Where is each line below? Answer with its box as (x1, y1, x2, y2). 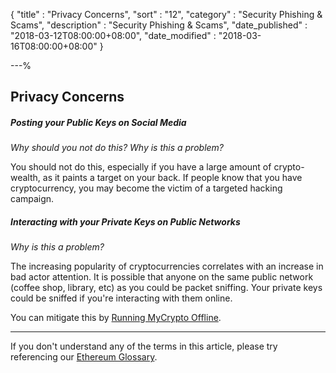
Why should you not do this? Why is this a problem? (10, 142, 225, 154)
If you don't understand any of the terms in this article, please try (10, 340, 278, 353)
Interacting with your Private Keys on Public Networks (10, 215, 241, 228)
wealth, (10, 172, 41, 184)
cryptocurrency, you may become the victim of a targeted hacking (10, 182, 283, 194)
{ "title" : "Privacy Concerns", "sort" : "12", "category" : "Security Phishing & (10, 9, 323, 20)
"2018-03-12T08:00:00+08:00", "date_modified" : (10, 30, 217, 41)
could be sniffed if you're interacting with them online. (10, 292, 233, 304)
